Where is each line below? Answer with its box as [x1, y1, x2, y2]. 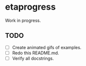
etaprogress [5, 1, 56, 13]
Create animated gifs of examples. [12, 44, 82, 50]
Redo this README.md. [12, 50, 60, 56]
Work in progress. [5, 17, 41, 23]
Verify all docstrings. [12, 55, 54, 61]
